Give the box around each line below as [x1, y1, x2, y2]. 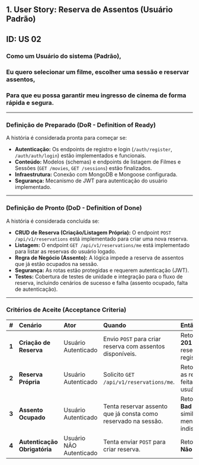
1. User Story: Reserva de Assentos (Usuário [6, 5, 173, 15]
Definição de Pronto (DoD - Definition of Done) [6, 204, 142, 212]
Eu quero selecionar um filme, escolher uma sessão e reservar [6, 68, 190, 76]
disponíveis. [103, 349, 137, 358]
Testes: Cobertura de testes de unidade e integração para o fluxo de [14, 272, 183, 280]
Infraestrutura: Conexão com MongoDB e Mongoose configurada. [14, 171, 178, 178]
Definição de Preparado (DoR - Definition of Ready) [6, 121, 156, 129]
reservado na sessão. [103, 417, 163, 425]
